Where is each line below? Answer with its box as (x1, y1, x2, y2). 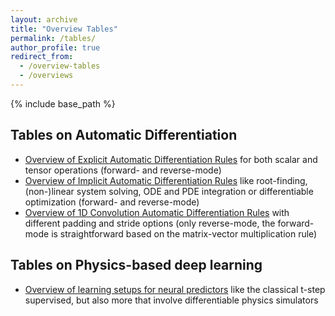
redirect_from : (10, 52, 74, 62)
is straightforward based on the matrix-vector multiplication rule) (51, 227, 318, 240)
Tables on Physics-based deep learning (10, 257, 263, 274)
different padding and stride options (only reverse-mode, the (24, 217, 276, 229)
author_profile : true (10, 42, 101, 53)
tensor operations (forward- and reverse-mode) (24, 164, 222, 176)
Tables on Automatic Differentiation (10, 127, 238, 144)
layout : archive (10, 14, 78, 25)
